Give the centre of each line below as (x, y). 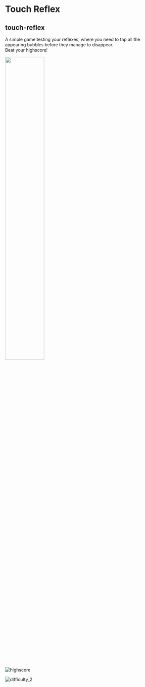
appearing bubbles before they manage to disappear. (59, 45)
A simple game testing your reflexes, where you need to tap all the (72, 39)
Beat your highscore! (26, 50)
